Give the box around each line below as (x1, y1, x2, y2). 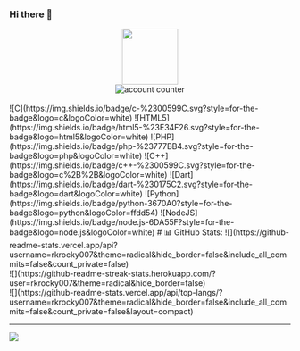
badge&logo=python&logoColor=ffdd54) (9, 207, 159, 218)
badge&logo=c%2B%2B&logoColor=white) (9, 170, 168, 180)
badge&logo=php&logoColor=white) (9, 151, 143, 162)
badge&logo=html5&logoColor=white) (9, 131, 149, 142)
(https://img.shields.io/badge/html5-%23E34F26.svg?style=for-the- (9, 122, 261, 133)
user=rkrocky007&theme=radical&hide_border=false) (9, 278, 206, 288)
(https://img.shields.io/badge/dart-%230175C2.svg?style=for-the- (9, 179, 253, 190)
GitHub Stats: (173, 227, 223, 238)
